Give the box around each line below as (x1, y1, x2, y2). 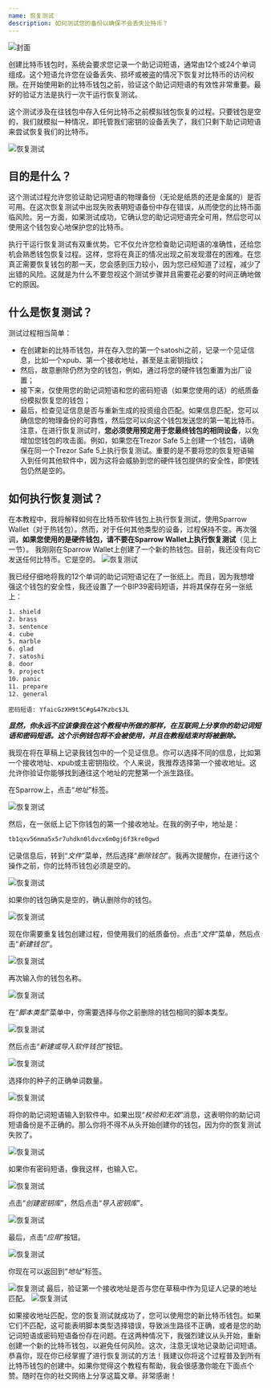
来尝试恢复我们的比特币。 (8, 126, 93, 137)
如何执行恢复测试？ (8, 492, 103, 505)
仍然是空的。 (26, 466, 70, 476)
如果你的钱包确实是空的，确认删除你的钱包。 (8, 895, 156, 904)
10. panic (8, 675, 42, 683)
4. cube (8, 630, 34, 639)
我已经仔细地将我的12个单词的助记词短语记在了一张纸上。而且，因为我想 (8, 571, 248, 581)
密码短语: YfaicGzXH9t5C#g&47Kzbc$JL (8, 706, 130, 714)
